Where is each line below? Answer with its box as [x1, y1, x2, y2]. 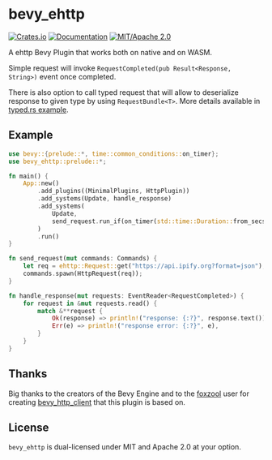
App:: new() [23, 179, 60, 187]
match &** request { [37, 307, 104, 315]
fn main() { [8, 172, 49, 180]
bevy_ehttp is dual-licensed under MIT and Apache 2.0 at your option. [8, 442, 241, 452]
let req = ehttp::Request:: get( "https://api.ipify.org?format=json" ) [23, 262, 263, 270]
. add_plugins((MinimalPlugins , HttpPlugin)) [37, 187, 190, 196]
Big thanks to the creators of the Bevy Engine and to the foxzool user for [8, 389, 249, 398]
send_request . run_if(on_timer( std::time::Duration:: [51, 217, 233, 226]
